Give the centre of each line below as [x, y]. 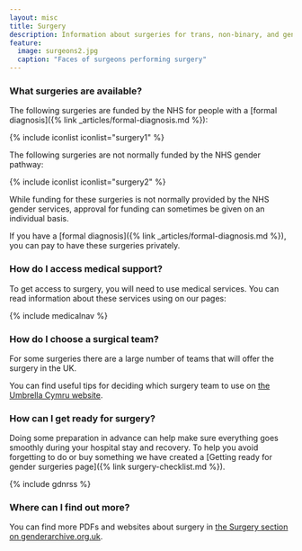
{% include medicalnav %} [58, 315]
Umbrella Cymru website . [56, 395]
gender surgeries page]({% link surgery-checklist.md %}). [117, 467]
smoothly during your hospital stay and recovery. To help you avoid [134, 447]
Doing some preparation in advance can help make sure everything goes [144, 438]
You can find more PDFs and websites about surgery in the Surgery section [149, 527]
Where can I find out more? [70, 508]
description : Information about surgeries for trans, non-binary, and [144, 34]
